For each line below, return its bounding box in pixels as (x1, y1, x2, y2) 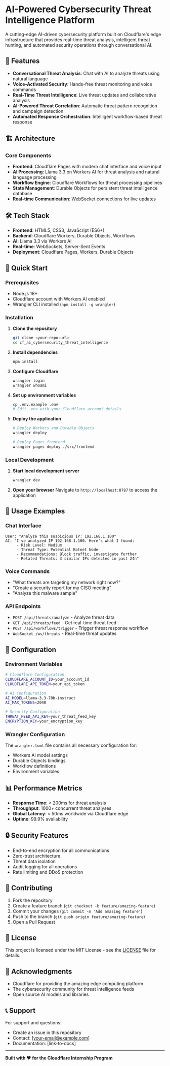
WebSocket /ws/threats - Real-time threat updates (12, 630, 117, 636)
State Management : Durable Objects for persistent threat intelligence (12, 185, 158, 191)
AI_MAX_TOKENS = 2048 (5, 700, 47, 705)
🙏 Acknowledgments (5, 967, 72, 976)
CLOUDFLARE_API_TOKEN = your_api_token (5, 681, 85, 687)
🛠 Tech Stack (5, 211, 50, 220)
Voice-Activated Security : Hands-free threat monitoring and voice (12, 81, 153, 87)
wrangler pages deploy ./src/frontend (12, 444, 95, 449)
